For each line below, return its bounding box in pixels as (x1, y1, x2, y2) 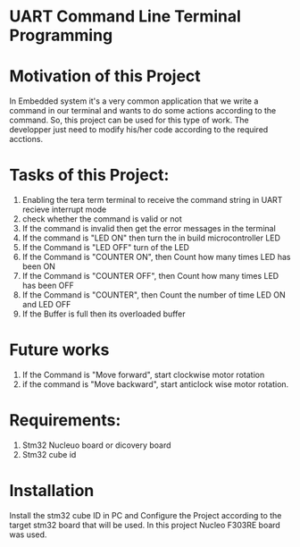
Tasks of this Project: (9, 165, 170, 185)
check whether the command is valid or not (21, 214, 183, 224)
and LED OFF (21, 299, 71, 310)
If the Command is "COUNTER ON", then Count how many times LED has (21, 252, 291, 263)
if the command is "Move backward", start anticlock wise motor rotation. (21, 379, 289, 390)
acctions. (9, 134, 43, 145)
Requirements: (9, 410, 121, 431)
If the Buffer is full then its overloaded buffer (21, 308, 186, 319)
